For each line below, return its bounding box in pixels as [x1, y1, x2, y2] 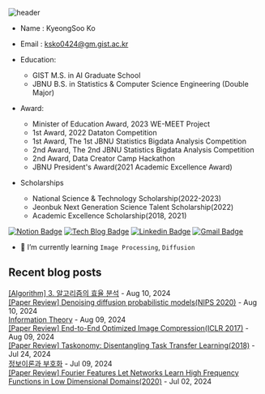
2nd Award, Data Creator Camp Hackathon [32, 154, 176, 163]
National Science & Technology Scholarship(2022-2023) [32, 194, 221, 203]
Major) [32, 88, 55, 97]
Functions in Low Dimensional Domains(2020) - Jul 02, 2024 [8, 376, 212, 386]
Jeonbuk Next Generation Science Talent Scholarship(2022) [32, 203, 234, 212]
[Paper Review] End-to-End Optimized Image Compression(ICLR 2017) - [8, 323, 249, 332]
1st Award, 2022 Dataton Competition [32, 128, 157, 137]
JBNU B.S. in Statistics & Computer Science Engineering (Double [32, 79, 249, 88]
